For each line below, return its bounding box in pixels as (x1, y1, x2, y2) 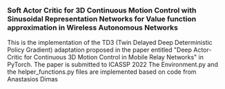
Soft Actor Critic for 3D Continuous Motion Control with (7, 6, 197, 15)
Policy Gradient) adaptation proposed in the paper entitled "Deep (7, 46, 192, 54)
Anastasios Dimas (7, 75, 59, 83)
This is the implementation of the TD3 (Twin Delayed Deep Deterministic (7, 39, 213, 47)
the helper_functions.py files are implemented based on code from (7, 68, 197, 76)
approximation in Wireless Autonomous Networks (7, 23, 178, 32)
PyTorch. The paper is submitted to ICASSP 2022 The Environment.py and (7, 61, 219, 69)
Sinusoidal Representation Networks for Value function (7, 14, 197, 23)
